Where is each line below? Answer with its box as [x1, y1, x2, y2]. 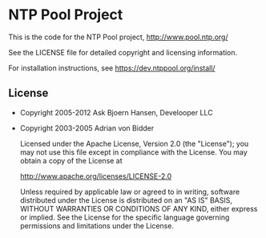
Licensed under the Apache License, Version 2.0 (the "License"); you [19, 139, 249, 148]
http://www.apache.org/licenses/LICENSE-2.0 [19, 171, 172, 181]
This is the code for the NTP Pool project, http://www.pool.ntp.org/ [8, 32, 228, 42]
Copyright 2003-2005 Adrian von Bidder [19, 123, 155, 133]
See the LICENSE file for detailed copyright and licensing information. [8, 47, 238, 57]
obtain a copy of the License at [19, 155, 123, 165]
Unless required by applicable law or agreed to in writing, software [19, 187, 240, 196]
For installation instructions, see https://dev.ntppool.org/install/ [8, 63, 216, 73]
